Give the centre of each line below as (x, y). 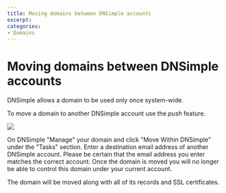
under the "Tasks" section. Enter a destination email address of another (108, 147)
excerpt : (20, 20)
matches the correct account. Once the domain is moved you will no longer (113, 161)
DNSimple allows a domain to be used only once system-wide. (95, 100)
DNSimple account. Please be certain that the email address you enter (106, 155)
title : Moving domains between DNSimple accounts (79, 13)
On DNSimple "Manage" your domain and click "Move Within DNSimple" (109, 140)
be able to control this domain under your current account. (90, 169)
